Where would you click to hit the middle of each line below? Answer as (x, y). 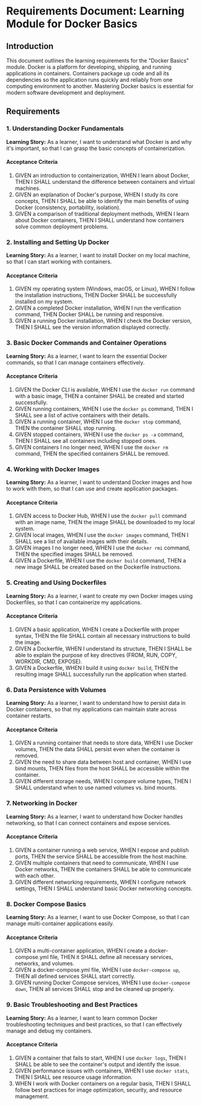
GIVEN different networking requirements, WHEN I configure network (100, 882)
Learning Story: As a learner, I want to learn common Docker (82, 1018)
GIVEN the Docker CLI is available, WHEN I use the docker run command (105, 389)
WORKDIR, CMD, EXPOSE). (49, 661)
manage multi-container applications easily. (60, 923)
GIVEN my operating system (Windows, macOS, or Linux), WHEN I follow (105, 289)
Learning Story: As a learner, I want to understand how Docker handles (94, 816)
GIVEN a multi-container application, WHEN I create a (81, 951)
